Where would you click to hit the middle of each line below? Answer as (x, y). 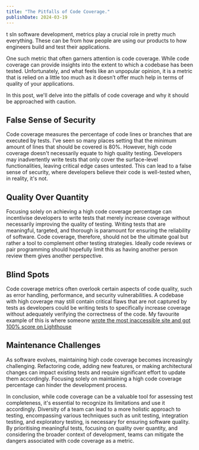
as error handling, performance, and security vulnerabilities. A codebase (95, 295)
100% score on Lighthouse (39, 326)
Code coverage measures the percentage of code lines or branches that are (99, 134)
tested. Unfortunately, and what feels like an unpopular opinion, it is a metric (99, 71)
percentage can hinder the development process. (67, 385)
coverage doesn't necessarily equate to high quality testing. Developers (94, 153)
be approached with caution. (41, 101)
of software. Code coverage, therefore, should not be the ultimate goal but (97, 237)
